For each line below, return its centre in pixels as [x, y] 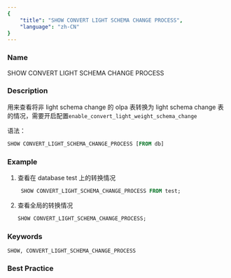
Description [28, 91]
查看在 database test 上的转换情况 [66, 178]
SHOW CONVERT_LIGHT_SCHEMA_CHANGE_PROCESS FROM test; [101, 191]
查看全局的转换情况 [45, 205]
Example [22, 161]
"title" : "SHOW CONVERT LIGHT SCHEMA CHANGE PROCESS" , [101, 20]
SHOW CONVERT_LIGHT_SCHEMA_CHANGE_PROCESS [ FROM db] [86, 144]
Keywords [25, 236]
